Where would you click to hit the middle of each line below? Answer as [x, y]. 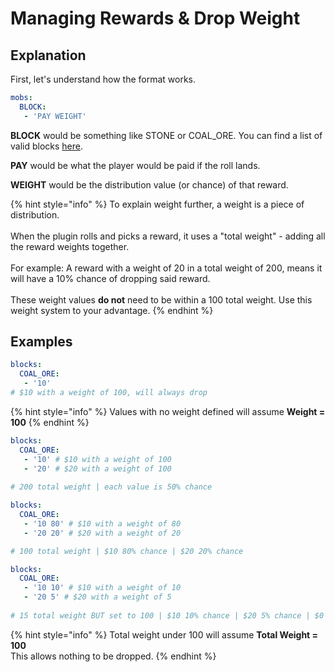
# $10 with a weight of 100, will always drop [109, 393]
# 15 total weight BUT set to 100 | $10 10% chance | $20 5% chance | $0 [167, 615]
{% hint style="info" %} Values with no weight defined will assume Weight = [168, 411]
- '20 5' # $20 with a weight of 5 [97, 597]
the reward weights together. [70, 246]
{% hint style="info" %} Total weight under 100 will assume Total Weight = [164, 634]
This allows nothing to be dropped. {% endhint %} [113, 656]
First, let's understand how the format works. [103, 79]
